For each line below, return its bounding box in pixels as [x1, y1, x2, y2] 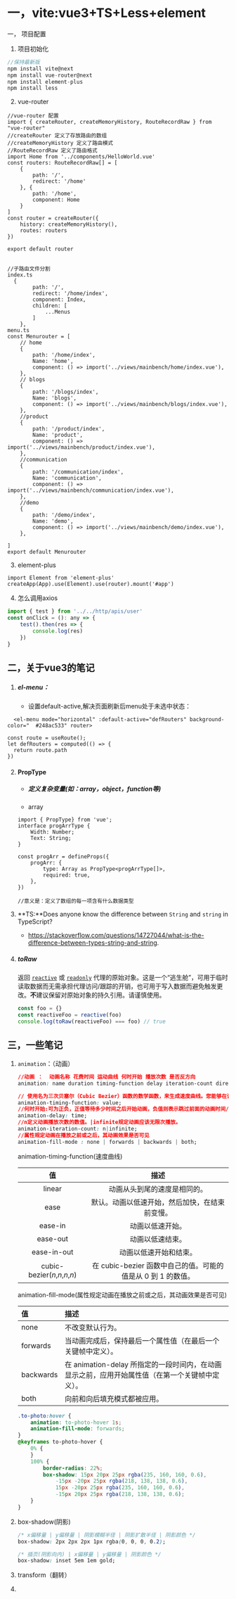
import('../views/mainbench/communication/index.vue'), [7, 487, 174, 495]
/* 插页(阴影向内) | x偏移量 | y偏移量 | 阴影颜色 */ [17, 1550, 162, 1557]
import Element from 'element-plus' [7, 575, 114, 582]
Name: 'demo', [32, 518, 74, 525]
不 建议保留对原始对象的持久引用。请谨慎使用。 [29, 991, 166, 1000]
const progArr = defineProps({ [17, 853, 110, 860]
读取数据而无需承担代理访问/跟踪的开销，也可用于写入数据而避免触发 [17, 982, 217, 990]
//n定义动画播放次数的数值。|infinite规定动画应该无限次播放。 [17, 1119, 181, 1126]
